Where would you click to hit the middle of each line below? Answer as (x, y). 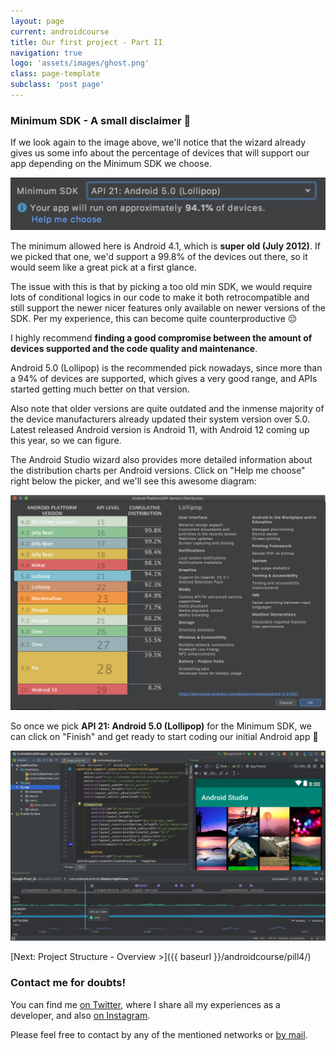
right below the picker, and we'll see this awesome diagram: (133, 481)
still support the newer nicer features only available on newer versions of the (168, 307)
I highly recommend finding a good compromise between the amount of (161, 337)
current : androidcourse (60, 31)
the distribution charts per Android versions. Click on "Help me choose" (158, 470)
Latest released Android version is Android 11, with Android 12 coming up (160, 429)
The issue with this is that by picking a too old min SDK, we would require (161, 286)
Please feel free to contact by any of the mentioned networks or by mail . (159, 1034)
